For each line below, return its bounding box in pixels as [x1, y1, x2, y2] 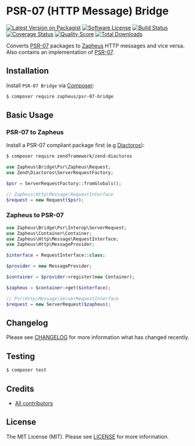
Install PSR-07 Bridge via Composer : [6, 82, 95, 89]
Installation [6, 66, 49, 76]
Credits [6, 384, 35, 394]
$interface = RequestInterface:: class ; [6, 252, 106, 259]
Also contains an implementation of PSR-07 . [6, 48, 115, 55]
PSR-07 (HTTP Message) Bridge [6, 4, 169, 18]
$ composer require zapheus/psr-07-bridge [6, 93, 114, 100]
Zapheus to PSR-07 [6, 211, 64, 220]
